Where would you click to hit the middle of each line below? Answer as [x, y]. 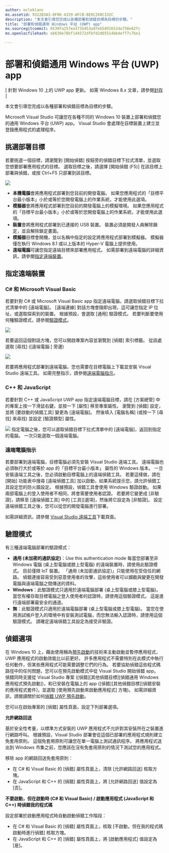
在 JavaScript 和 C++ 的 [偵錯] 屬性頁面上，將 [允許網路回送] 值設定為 [85, 781]
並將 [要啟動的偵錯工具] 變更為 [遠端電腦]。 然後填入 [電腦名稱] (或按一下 [81, 412]
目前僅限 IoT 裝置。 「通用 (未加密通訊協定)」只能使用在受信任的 [89, 571]
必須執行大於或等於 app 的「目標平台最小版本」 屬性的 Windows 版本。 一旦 [84, 468]
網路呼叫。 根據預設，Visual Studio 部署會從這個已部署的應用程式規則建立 [86, 734]
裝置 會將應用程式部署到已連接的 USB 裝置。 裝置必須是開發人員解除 [83, 224]
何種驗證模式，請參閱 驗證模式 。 [38, 320]
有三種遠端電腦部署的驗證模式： [38, 547]
